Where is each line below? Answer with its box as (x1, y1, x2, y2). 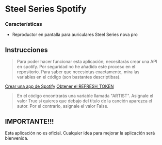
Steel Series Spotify (5, 3, 87, 15)
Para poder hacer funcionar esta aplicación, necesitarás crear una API (16, 59, 158, 64)
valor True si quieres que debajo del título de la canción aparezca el (16, 98, 153, 104)
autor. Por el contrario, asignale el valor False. (16, 103, 109, 109)
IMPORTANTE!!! (5, 117, 54, 126)
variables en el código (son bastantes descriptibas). (16, 74, 121, 80)
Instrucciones (5, 46, 48, 54)
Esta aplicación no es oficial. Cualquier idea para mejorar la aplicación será (5, 130, 155, 136)
